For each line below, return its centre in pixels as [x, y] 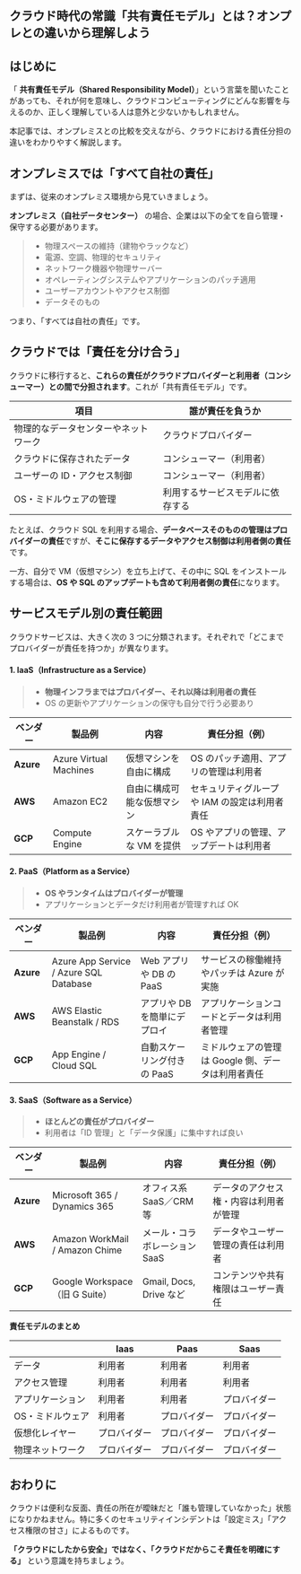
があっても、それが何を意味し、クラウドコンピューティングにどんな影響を [146, 101]
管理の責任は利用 [249, 1246]
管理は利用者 [235, 772]
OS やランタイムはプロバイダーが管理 [114, 893]
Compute [72, 833]
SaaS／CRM [168, 1202]
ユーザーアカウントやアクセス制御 [107, 291]
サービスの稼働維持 [241, 960]
